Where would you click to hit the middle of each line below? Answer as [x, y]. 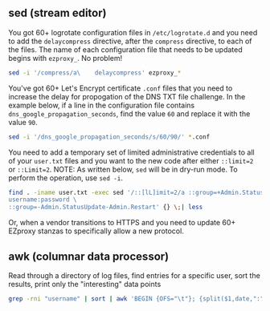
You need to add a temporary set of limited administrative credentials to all [131, 152]
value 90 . [23, 122]
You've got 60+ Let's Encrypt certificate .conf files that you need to [121, 88]
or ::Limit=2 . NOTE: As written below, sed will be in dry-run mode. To [123, 169]
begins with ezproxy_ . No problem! [65, 58]
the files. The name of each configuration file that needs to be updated [125, 49]
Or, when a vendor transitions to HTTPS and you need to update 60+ [122, 223]
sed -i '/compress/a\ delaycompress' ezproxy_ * [95, 73]
